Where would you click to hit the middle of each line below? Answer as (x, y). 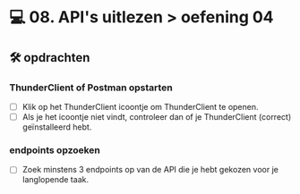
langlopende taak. (56, 180)
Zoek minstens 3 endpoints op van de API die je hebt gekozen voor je (150, 170)
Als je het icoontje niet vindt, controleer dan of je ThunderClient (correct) (157, 116)
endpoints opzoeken (55, 150)
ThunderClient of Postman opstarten (91, 88)
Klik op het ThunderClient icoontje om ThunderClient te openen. (140, 106)
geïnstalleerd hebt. (57, 127)
